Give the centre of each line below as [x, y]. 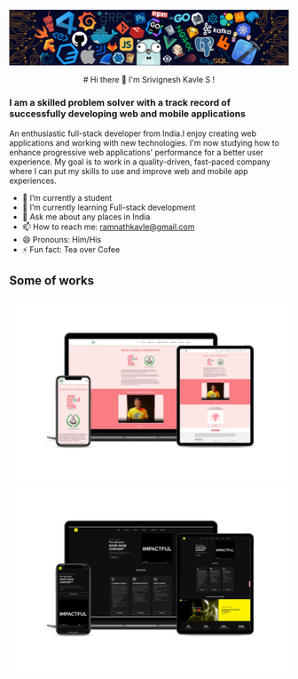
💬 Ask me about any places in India [86, 216]
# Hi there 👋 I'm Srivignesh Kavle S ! [149, 80]
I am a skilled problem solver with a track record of [120, 103]
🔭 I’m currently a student [67, 197]
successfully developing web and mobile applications [128, 114]
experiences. [33, 180]
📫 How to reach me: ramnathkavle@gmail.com [108, 227]
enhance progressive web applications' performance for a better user [137, 152]
